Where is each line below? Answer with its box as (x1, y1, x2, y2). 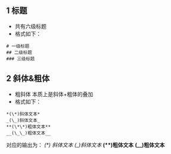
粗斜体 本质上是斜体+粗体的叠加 (14, 90, 94, 97)
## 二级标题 (6, 50, 33, 56)
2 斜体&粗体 (6, 73, 50, 84)
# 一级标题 (6, 43, 30, 49)
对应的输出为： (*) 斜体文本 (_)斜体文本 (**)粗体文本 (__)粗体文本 (6, 141, 165, 148)
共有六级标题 (14, 23, 46, 30)
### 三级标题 (6, 56, 35, 61)
